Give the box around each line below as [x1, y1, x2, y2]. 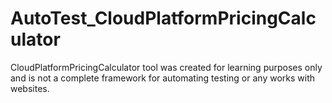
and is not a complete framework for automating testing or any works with [10, 72, 316, 84]
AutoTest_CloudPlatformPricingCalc [10, 7, 317, 30]
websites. [10, 82, 50, 94]
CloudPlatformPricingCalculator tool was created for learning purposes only [10, 61, 323, 73]
